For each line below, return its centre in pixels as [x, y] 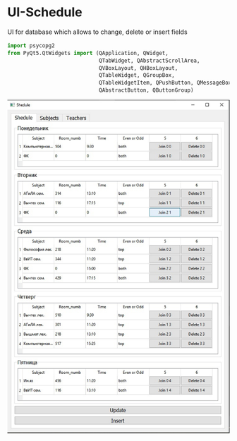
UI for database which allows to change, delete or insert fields [98, 32]
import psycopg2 [31, 46]
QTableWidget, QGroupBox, [136, 75]
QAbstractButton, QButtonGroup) [146, 90]
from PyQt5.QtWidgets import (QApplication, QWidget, [88, 53]
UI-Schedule [45, 12]
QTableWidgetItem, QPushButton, [146, 83]
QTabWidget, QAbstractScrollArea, [149, 61]
